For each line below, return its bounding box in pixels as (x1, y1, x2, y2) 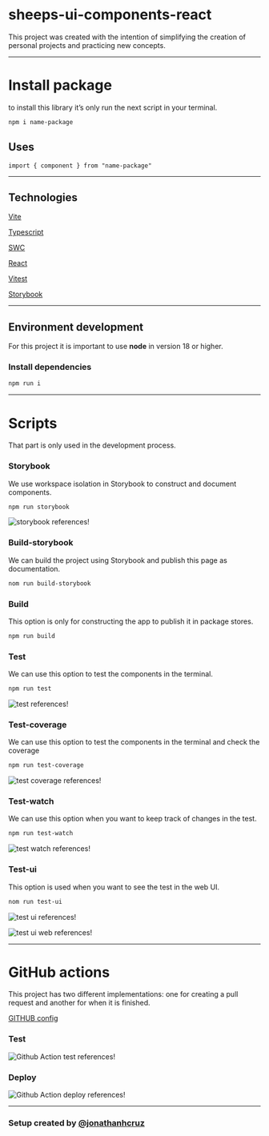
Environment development (8, 320, 144, 334)
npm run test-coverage (8, 761, 84, 769)
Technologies (8, 191, 78, 204)
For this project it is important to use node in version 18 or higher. (8, 342, 223, 351)
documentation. (8, 564, 61, 573)
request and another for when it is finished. (8, 998, 151, 1008)
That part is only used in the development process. (8, 440, 176, 450)
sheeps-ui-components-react (8, 6, 212, 24)
